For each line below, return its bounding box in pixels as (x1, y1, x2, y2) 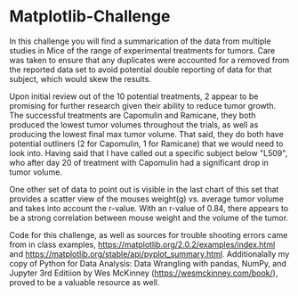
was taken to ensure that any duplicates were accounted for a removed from (9, 54, 290, 65)
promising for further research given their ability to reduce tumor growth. (9, 100, 277, 111)
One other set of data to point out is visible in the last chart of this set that (9, 184, 279, 194)
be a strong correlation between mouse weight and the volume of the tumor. (9, 212, 289, 223)
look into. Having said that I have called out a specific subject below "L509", (9, 147, 288, 158)
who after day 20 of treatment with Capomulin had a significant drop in (9, 157, 270, 168)
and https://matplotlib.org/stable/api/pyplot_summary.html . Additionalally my (9, 248, 290, 259)
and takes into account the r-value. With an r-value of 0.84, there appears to (9, 202, 289, 213)
